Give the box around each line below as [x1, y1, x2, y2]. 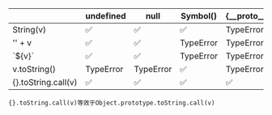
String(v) [12, 24, 47, 35]
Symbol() [181, 11, 217, 21]
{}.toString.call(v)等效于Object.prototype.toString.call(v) [8, 99, 215, 107]
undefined [85, 11, 127, 21]
